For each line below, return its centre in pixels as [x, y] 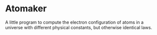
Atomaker [26, 9]
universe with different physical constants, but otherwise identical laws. [79, 27]
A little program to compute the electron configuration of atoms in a [74, 22]
